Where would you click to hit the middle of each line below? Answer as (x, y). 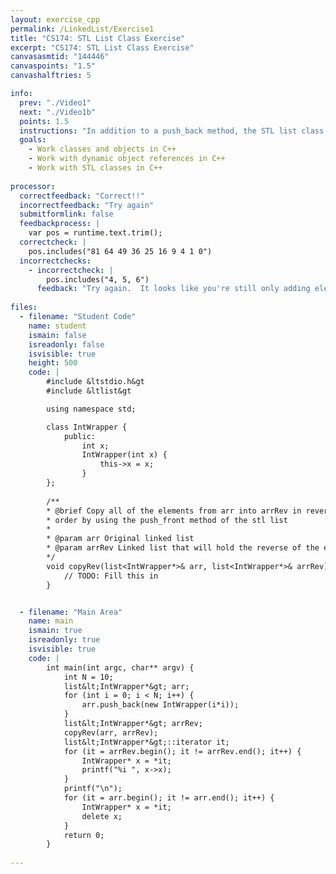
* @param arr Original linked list (120, 539)
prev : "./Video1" (55, 102)
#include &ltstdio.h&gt (95, 382)
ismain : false (57, 335)
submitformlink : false (66, 214)
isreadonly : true (64, 640)
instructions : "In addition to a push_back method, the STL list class (172, 131)
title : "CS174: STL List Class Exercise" (98, 38)
